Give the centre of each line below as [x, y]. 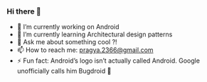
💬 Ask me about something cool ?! [67, 42]
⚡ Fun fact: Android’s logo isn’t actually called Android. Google [108, 61]
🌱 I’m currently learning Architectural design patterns [95, 34]
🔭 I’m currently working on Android [68, 27]
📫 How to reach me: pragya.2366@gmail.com [85, 50]
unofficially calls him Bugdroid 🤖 [64, 71]
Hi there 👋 [24, 11]
